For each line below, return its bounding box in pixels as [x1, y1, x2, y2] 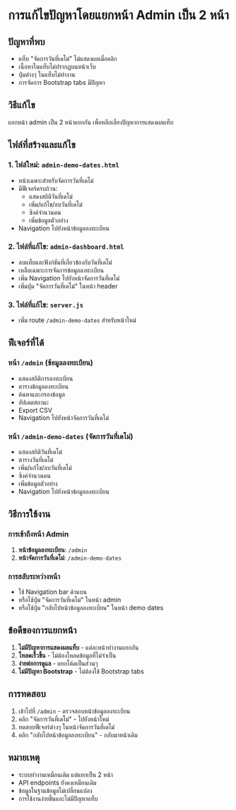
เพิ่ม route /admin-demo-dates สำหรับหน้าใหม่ [18, 316, 136, 324]
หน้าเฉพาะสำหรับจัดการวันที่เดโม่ [18, 176, 94, 184]
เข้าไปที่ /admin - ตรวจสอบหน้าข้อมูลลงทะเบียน [18, 707, 131, 715]
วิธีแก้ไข [8, 99, 35, 111]
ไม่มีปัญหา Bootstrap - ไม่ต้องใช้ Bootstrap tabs [18, 667, 144, 675]
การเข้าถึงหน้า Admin [8, 529, 69, 539]
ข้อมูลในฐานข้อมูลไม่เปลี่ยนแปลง [18, 786, 93, 794]
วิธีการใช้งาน [8, 508, 51, 520]
